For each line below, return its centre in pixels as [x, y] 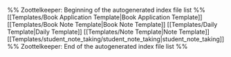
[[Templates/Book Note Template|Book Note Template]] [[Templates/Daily [112, 24]
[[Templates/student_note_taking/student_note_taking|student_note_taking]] [116, 39]
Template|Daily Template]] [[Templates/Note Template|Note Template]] [108, 32]
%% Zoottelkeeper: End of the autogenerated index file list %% [98, 46]
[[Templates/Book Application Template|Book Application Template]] [105, 17]
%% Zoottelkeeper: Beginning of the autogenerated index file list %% [107, 10]
